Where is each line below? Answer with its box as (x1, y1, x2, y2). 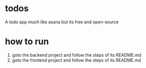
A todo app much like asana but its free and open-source (5, 19, 119, 25)
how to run (5, 36, 49, 47)
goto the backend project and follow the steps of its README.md (12, 52, 142, 58)
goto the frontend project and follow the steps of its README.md (12, 57, 141, 63)
